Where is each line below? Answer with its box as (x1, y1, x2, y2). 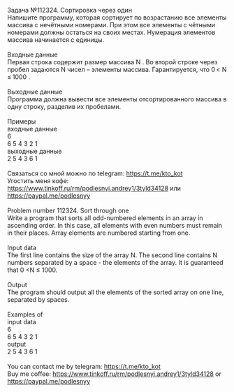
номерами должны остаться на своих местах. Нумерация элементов (7, 28, 216, 36)
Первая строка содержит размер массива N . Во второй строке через (7, 58, 218, 66)
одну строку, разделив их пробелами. (7, 103, 122, 110)
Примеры (7, 117, 36, 125)
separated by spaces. (7, 296, 70, 303)
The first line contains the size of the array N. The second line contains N (7, 251, 218, 259)
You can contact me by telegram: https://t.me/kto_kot (7, 363, 161, 370)
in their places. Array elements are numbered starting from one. (7, 228, 191, 237)
